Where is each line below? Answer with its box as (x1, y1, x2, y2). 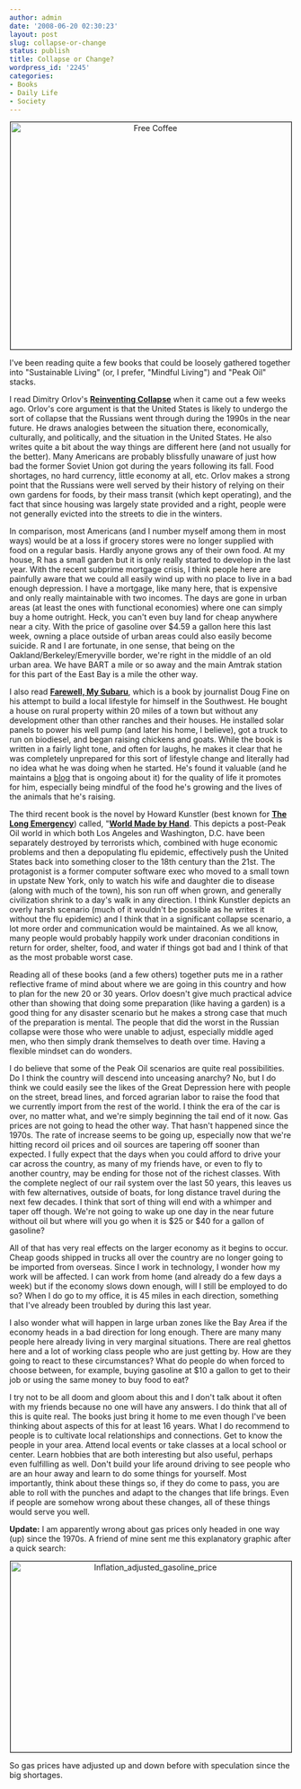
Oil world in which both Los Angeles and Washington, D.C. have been (9, 828, 265, 839)
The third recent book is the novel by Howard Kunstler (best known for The (9, 809, 288, 820)
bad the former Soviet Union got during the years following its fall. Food (9, 461, 274, 471)
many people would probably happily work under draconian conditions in (9, 933, 280, 944)
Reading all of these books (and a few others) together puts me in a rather (9, 969, 284, 980)
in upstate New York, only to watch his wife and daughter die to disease (9, 876, 276, 886)
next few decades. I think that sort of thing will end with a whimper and (9, 1196, 272, 1208)
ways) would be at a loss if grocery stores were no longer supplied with (9, 535, 274, 546)
